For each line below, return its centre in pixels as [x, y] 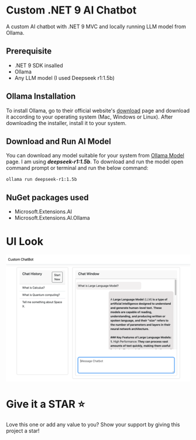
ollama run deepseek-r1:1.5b [42, 180]
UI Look [25, 242]
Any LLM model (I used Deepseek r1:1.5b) [65, 78]
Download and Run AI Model [59, 141]
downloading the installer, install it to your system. [66, 123]
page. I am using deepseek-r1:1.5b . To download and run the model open [95, 162]
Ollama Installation [41, 97]
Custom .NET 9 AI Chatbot [71, 10]
